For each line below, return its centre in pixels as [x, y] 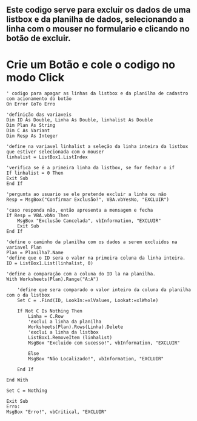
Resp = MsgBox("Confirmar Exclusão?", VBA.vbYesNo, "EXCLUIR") [88, 200]
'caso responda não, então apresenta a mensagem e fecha [80, 210]
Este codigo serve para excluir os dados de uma [98, 10]
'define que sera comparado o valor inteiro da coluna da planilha [104, 290]
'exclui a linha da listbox [63, 332]
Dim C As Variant [28, 131]
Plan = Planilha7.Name [35, 253]
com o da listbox [28, 295]
